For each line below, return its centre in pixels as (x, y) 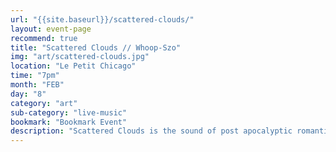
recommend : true (44, 38)
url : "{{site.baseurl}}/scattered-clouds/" (102, 19)
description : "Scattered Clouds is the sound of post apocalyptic (151, 131)
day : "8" (28, 94)
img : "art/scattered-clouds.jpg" (80, 57)
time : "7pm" (35, 76)
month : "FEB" (37, 85)
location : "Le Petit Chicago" (73, 66)
